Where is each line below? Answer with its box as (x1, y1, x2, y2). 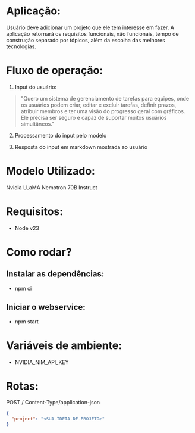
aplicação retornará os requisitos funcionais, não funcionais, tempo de (6, 30, 180, 37)
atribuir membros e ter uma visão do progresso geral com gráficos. (20, 107, 185, 114)
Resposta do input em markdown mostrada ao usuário (14, 143, 147, 150)
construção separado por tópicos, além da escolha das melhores (6, 36, 165, 43)
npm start (14, 317, 39, 325)
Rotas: (6, 379, 39, 392)
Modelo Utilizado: (6, 164, 95, 178)
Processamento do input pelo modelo (14, 132, 107, 139)
